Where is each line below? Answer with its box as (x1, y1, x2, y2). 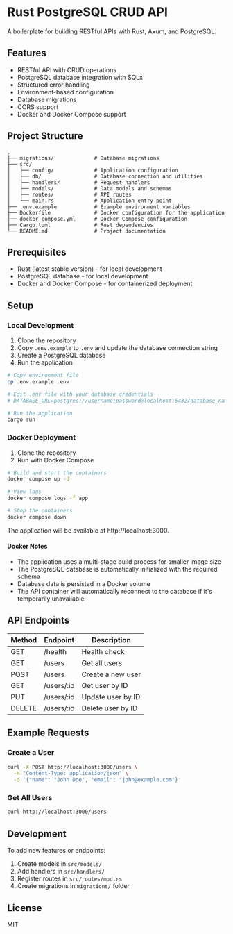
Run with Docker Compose (17, 456, 94, 464)
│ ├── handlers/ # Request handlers (7, 178, 150, 186)
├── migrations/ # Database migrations (7, 154, 159, 162)
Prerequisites (7, 246, 67, 258)
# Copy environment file (7, 372, 79, 379)
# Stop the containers (7, 508, 73, 515)
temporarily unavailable (17, 594, 85, 603)
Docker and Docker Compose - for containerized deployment (17, 279, 193, 288)
